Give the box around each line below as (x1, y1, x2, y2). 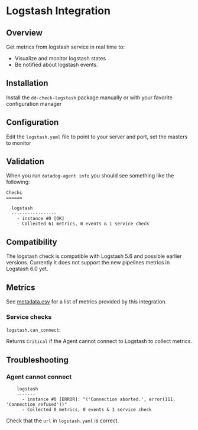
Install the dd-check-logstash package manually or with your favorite (6, 93, 173, 101)
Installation (6, 78, 48, 88)
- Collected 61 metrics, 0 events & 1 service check (17, 221, 150, 227)
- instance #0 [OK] (17, 216, 65, 222)
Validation (6, 157, 44, 167)
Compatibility (6, 237, 57, 247)
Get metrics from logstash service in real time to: (6, 43, 125, 50)
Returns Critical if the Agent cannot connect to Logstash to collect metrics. (6, 338, 192, 345)
